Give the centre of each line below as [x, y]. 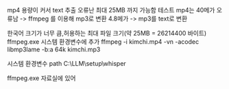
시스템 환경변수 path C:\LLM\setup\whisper [67, 63]
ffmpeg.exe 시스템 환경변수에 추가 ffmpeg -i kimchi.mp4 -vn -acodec [103, 42]
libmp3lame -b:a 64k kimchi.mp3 [54, 49]
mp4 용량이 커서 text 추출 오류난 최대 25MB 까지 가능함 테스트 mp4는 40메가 [111, 10]
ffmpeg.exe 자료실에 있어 [41, 78]
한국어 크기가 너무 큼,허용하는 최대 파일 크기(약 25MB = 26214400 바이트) [107, 33]
